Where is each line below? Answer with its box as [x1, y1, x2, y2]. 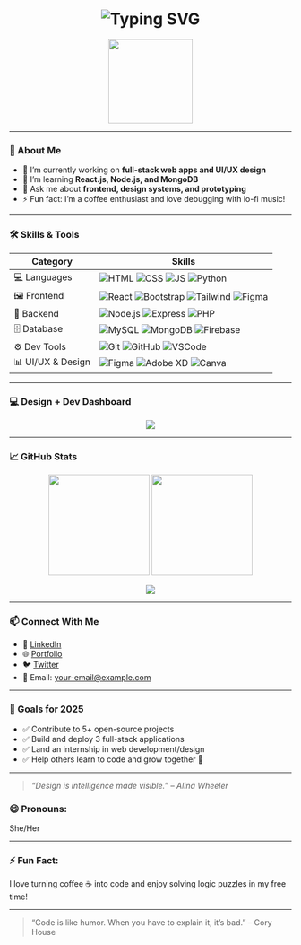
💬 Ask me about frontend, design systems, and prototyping [21, 184, 246, 195]
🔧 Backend [13, 307, 60, 319]
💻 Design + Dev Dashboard [9, 396, 132, 408]
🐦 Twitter [21, 660, 60, 670]
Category [30, 255, 73, 267]
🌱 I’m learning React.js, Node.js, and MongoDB [21, 174, 199, 185]
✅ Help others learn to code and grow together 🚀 [21, 754, 203, 765]
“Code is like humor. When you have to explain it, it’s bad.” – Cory [30, 917, 272, 928]
